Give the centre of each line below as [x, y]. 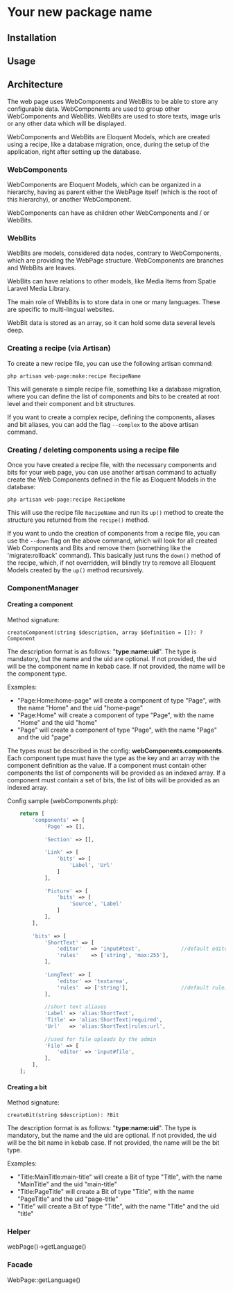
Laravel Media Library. [39, 289]
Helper [19, 1232]
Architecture [35, 85]
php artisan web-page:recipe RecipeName [67, 500]
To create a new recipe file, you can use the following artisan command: [110, 363]
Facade [20, 1265]
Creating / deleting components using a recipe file [93, 450]
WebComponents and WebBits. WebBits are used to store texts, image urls [114, 116]
